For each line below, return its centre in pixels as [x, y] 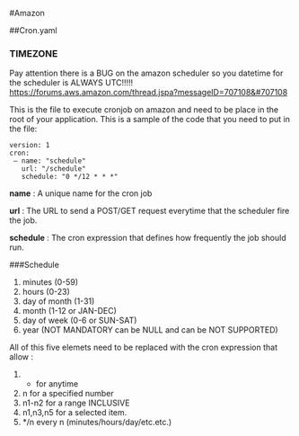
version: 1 [30, 146]
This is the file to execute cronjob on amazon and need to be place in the [144, 110]
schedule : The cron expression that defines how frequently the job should [148, 238]
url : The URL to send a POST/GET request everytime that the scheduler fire [149, 211]
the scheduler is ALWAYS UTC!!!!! [71, 83]
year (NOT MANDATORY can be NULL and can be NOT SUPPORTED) [150, 330]
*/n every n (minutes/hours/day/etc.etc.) [97, 423]
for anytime [57, 384]
